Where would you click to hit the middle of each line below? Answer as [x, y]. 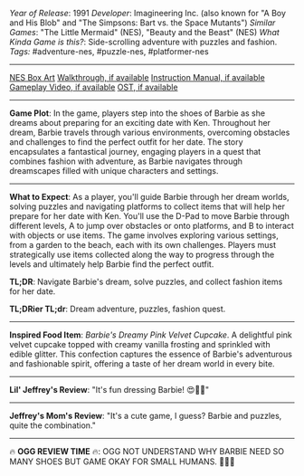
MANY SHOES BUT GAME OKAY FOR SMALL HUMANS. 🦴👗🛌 [122, 462]
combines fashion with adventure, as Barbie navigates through [126, 161]
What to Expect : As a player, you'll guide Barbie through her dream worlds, [149, 197]
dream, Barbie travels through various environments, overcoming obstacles [150, 132]
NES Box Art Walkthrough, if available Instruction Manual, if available [137, 77]
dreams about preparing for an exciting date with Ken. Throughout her [140, 123]
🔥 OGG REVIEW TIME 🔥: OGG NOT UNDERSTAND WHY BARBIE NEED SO [147, 451]
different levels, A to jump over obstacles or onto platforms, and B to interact [152, 226]
